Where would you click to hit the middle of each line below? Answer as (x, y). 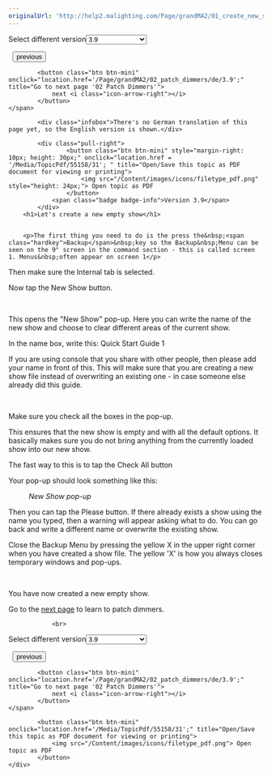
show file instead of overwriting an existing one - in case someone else (127, 376)
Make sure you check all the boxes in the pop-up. (91, 416)
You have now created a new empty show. (79, 593)
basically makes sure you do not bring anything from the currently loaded (131, 440)
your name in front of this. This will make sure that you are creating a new (131, 367)
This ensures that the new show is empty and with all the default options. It (134, 432)
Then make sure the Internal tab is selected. (82, 271)
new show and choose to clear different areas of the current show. (119, 327)
